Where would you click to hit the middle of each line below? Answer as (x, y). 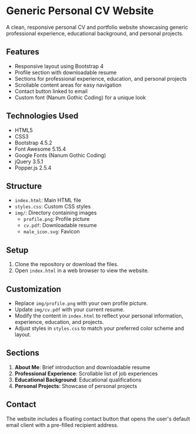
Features (23, 52)
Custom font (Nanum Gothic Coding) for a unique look (80, 97)
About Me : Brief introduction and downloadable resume (82, 367)
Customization (34, 289)
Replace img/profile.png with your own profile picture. (81, 303)
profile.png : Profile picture (57, 219)
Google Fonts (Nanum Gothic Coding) (60, 155)
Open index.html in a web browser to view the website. (82, 271)
